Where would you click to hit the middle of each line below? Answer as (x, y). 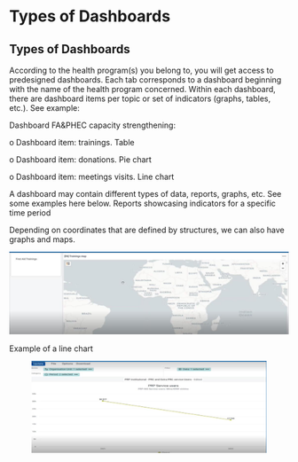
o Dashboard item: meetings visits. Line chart (92, 176)
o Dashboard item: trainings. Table (72, 142)
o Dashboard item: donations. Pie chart (81, 160)
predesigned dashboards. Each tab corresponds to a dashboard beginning (145, 80)
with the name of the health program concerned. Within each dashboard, (143, 89)
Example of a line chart (51, 348)
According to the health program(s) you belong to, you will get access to (141, 70)
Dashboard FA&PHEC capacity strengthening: (92, 125)
